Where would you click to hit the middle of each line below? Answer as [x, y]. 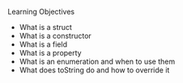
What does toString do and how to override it [94, 70]
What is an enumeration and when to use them [97, 61]
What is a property [50, 53]
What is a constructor [55, 36]
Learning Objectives [41, 12]
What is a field [43, 44]
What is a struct [45, 27]
